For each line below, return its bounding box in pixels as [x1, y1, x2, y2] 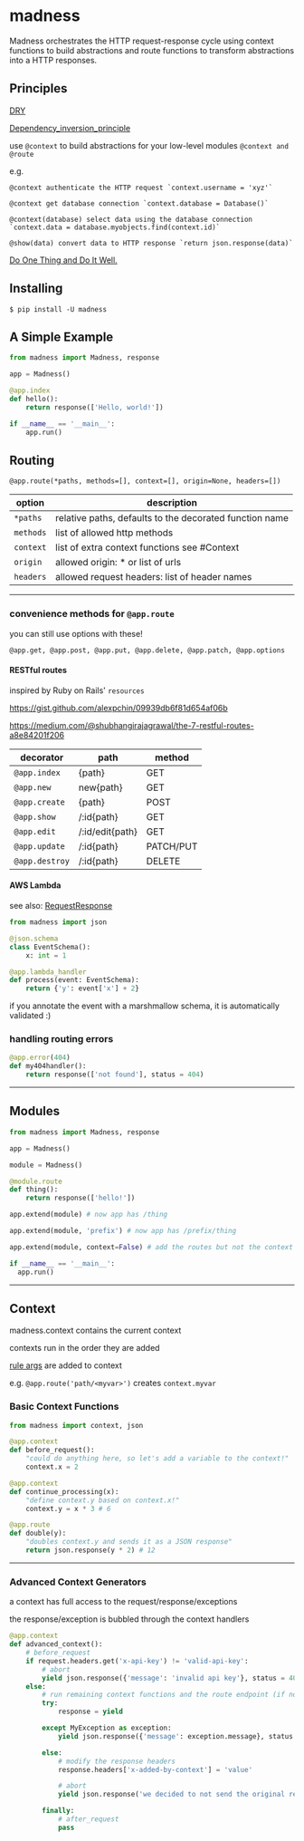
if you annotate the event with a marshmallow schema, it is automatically [9, 1000, 280, 1011]
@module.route [9, 1177, 63, 1186]
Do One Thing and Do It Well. [9, 255, 118, 265]
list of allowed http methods [55, 526, 174, 539]
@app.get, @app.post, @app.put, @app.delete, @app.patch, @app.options [9, 645, 285, 655]
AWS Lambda [9, 880, 62, 891]
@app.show [14, 812, 56, 822]
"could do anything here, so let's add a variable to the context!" [25, 1454, 290, 1463]
